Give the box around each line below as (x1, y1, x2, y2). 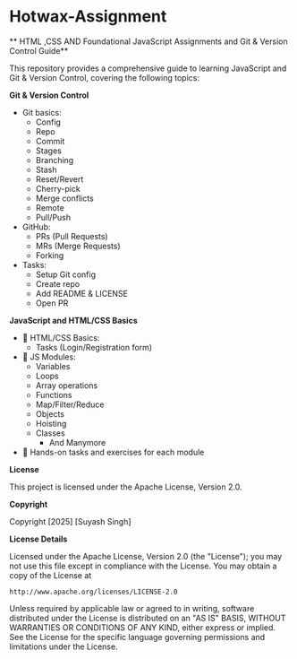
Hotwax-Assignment (9, 6, 167, 27)
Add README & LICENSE (35, 288, 128, 299)
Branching (35, 154, 74, 165)
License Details (9, 533, 68, 544)
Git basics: (21, 107, 62, 117)
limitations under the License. (9, 641, 118, 652)
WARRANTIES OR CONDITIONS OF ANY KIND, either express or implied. (9, 621, 276, 633)
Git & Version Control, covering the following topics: (9, 72, 199, 82)
